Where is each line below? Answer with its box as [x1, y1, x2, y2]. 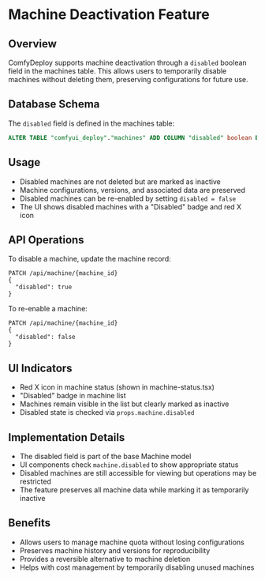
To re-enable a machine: [8, 304, 88, 314]
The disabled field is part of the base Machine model [19, 451, 192, 461]
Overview [8, 37, 58, 51]
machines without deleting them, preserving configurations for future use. [8, 75, 248, 84]
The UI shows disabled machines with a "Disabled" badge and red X [19, 201, 242, 211]
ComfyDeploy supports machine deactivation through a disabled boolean [8, 58, 247, 67]
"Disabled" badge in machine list [19, 391, 126, 401]
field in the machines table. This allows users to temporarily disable [8, 66, 227, 76]
